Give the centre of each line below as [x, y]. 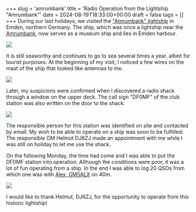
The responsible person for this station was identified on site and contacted [97, 125]
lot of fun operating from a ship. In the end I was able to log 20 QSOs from [95, 168]
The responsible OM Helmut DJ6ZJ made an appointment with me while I [94, 138]
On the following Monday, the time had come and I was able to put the [91, 156]
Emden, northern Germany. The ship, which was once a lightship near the [94, 27]
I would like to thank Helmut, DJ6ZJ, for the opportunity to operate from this [97, 197]
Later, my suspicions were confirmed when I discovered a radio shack [90, 91]
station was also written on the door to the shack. [66, 103]
